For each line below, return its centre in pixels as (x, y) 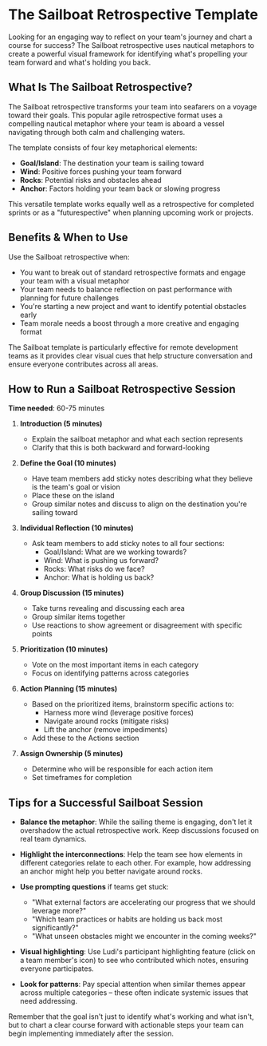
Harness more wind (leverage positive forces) (118, 713)
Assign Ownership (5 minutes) (71, 754)
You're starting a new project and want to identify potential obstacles (133, 306)
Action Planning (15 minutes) (69, 689)
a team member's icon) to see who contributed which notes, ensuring (134, 961)
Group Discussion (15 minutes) (72, 593)
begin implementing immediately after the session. (91, 1034)
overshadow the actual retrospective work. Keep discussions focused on (139, 830)
